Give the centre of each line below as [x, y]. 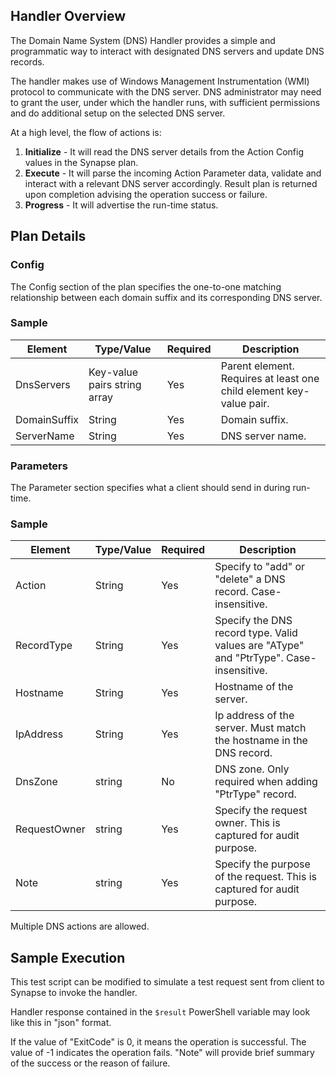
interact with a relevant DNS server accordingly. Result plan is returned [171, 183]
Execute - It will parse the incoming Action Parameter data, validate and [173, 173]
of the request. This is [265, 877]
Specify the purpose [262, 864]
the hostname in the [261, 741]
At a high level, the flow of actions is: [86, 132]
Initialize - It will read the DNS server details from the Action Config [164, 151]
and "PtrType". [249, 658]
